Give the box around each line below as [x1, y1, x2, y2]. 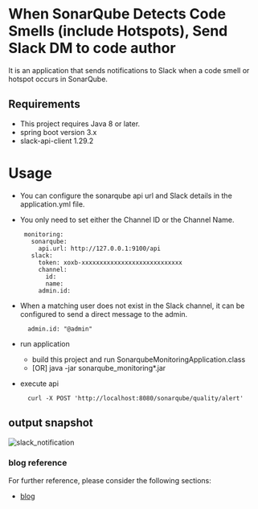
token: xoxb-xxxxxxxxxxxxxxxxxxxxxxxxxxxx [38, 258, 182, 266]
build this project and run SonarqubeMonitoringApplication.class [31, 355, 246, 364]
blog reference [8, 458, 68, 469]
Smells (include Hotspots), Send [8, 22, 228, 40]
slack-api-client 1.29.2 [19, 136, 94, 146]
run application [19, 339, 70, 348]
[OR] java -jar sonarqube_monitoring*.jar [31, 363, 166, 372]
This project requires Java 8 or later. [19, 118, 141, 129]
